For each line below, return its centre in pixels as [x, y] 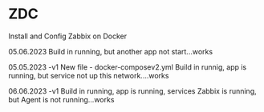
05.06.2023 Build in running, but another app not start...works [111, 51]
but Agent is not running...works [61, 99]
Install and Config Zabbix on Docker [67, 36]
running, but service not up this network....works [89, 75]
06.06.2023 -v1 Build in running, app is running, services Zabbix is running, [132, 91]
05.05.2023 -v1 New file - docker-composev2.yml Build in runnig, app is [128, 67]
